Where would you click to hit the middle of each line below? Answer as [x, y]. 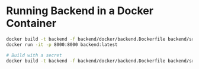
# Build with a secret [34, 55]
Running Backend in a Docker [80, 11]
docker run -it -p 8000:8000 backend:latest [62, 45]
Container [31, 23]
